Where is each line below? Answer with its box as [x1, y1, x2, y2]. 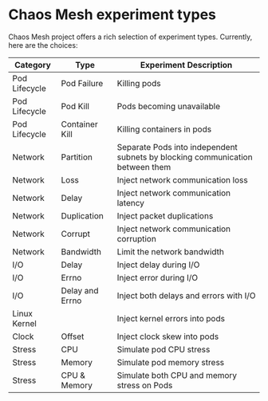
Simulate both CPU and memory [116, 369, 238, 380]
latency [116, 197, 145, 208]
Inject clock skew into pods [116, 331, 219, 342]
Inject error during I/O [116, 272, 199, 283]
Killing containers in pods [116, 124, 212, 135]
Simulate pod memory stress [116, 356, 225, 368]
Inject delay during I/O [116, 259, 200, 270]
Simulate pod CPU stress [116, 344, 211, 355]
